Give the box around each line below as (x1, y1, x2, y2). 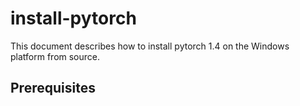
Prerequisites (10, 80, 96, 97)
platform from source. (10, 50, 101, 62)
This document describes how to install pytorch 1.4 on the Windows (10, 40, 290, 52)
